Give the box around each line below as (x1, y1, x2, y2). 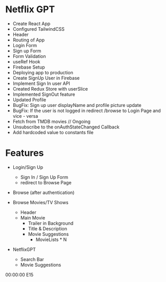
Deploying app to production (12, 69, 73, 75)
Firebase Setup (12, 64, 45, 70)
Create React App (12, 20, 51, 27)
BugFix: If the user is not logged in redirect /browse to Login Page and (12, 107, 161, 114)
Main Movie (20, 214, 45, 221)
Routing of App (12, 37, 45, 43)
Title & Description (28, 225, 68, 231)
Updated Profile (12, 96, 46, 103)
